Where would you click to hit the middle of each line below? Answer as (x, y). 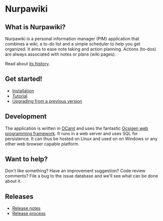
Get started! (24, 79)
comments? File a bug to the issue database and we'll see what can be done (81, 176)
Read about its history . (27, 64)
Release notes (26, 208)
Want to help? (27, 159)
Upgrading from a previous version (47, 101)
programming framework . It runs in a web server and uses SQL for (72, 133)
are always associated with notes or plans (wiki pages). (61, 54)
